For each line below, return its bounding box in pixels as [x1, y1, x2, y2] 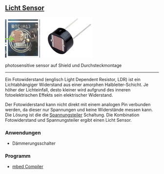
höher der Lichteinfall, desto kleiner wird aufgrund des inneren [5, 87, 131, 92]
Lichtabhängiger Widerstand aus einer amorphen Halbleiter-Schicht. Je [5, 82, 149, 87]
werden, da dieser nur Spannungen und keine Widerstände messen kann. [5, 107, 153, 112]
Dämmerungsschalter [12, 140, 56, 146]
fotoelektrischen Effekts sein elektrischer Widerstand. [5, 92, 113, 98]
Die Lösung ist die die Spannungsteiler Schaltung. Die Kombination [5, 112, 140, 118]
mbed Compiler [12, 164, 43, 170]
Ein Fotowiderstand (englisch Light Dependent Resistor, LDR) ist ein [5, 76, 141, 82]
